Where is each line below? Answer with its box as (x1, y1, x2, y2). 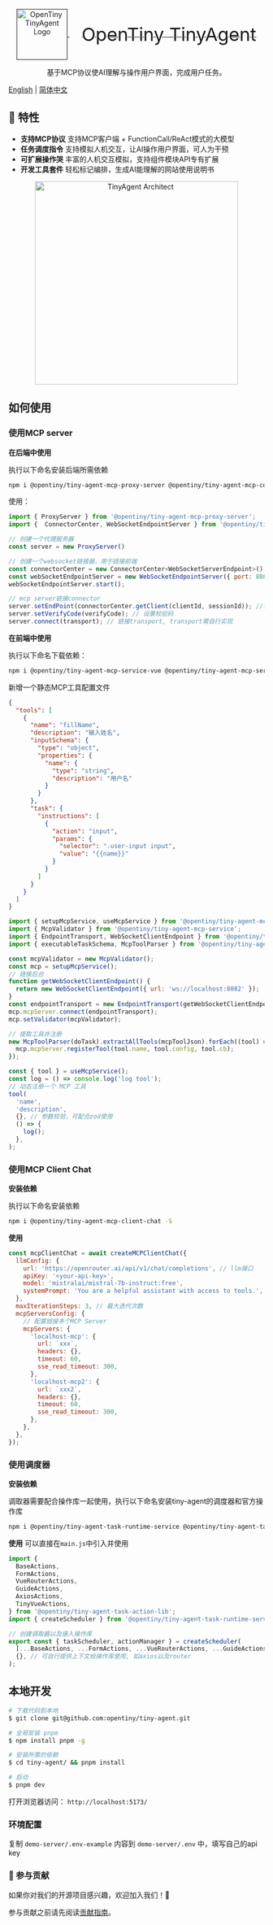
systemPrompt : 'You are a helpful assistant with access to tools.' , (23, 1287, 264, 1296)
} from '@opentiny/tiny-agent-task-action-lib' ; (8, 1607, 176, 1615)
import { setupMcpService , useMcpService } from (8, 917, 176, 925)
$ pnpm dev (8, 1781, 45, 1789)
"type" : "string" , (51, 766, 115, 775)
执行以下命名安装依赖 (8, 1201, 80, 1211)
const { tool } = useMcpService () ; (8, 1067, 129, 1076)
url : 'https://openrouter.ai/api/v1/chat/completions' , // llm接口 (23, 1264, 254, 1273)
